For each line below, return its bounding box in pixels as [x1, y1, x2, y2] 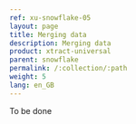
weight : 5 [9, 72, 47, 81]
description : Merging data [9, 38, 112, 48]
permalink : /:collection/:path [9, 64, 128, 73]
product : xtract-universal [9, 47, 112, 56]
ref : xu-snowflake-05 [9, 13, 92, 23]
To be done [9, 105, 53, 116]
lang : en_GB [9, 81, 54, 90]
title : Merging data [9, 30, 88, 39]
